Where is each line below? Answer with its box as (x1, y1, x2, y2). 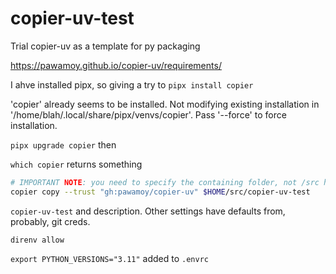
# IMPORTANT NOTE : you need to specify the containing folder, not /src (10, 177, 320, 187)
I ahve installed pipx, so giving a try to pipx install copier (10, 78, 254, 91)
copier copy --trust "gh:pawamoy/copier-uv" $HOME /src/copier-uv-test (10, 187, 311, 197)
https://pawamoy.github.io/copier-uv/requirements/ (10, 59, 222, 71)
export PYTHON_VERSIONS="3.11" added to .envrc (10, 252, 209, 264)
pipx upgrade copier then (10, 138, 117, 151)
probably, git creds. (10, 215, 91, 227)
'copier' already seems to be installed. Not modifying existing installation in (10, 98, 320, 110)
